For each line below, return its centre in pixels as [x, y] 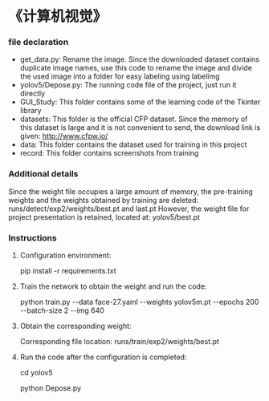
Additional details [43, 174]
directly [33, 94]
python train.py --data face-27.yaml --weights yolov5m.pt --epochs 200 [139, 302]
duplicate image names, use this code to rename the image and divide [136, 68]
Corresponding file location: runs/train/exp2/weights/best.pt [119, 342]
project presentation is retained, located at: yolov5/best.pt [104, 217]
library [31, 111]
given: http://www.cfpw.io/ [64, 136]
